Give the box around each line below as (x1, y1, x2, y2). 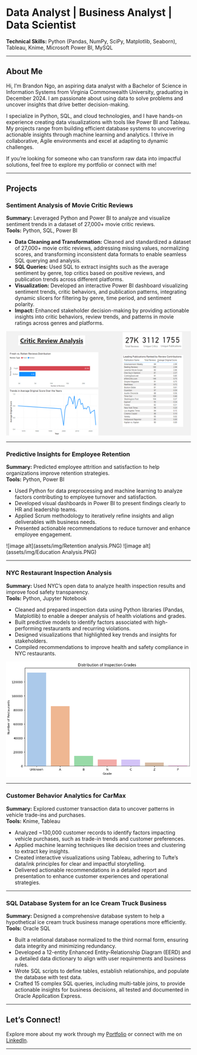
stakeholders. (14, 637, 48, 644)
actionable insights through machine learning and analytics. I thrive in (6, 131, 174, 138)
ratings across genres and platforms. (14, 320, 104, 327)
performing (14, 624, 42, 631)
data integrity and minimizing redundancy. (14, 943, 117, 950)
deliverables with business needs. (14, 519, 97, 526)
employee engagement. (14, 531, 72, 538)
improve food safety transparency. (6, 588, 90, 596)
